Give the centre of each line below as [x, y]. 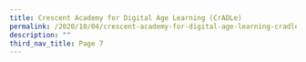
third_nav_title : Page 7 [56, 43]
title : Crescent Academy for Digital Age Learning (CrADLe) [126, 18]
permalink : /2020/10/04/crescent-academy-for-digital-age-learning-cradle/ [156, 26]
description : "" [40, 35]
